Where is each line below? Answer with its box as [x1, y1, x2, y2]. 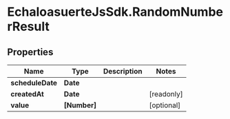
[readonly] [149, 89, 184, 98]
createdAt [10, 89, 45, 98]
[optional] [149, 100, 181, 110]
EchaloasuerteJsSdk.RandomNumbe [7, 4, 224, 20]
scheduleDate [10, 78, 57, 87]
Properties [7, 46, 54, 58]
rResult [7, 19, 50, 34]
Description [103, 67, 143, 76]
